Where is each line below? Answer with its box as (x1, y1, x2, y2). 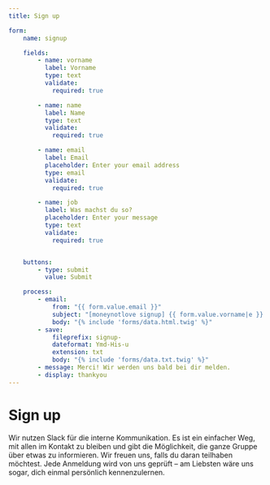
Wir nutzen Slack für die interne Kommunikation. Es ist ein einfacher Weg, (8, 432, 255, 443)
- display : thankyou (37, 370, 107, 379)
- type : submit (37, 266, 89, 274)
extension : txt (51, 349, 104, 357)
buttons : (23, 258, 53, 266)
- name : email (37, 146, 85, 154)
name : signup (23, 34, 67, 42)
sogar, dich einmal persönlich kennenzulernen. (8, 467, 165, 477)
